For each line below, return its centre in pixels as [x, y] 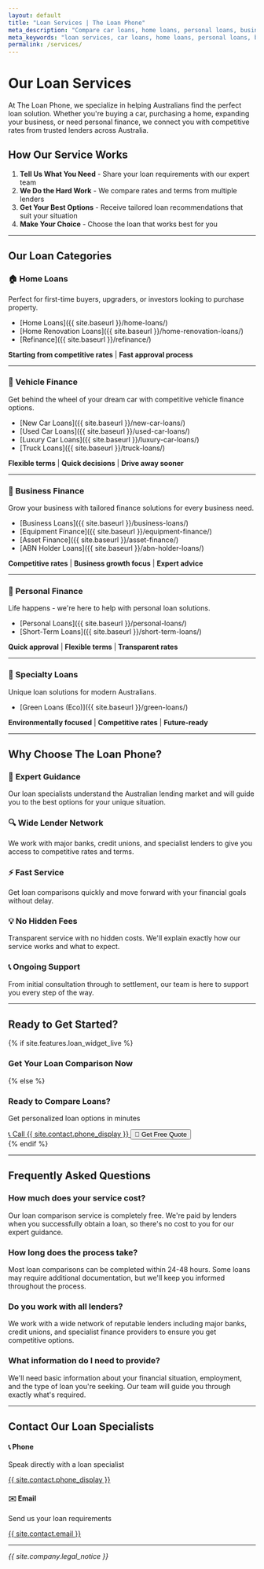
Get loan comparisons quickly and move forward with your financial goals [127, 893]
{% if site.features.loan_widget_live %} [71, 1043]
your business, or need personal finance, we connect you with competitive [129, 122]
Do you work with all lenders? [66, 1307]
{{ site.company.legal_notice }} [58, 1556]
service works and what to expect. [64, 947]
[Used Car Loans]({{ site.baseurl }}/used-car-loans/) [104, 431]
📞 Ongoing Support [44, 967]
